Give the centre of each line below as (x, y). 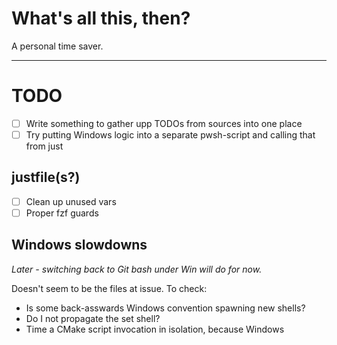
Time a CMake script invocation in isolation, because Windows (155, 329)
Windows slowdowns (79, 245)
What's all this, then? (101, 18)
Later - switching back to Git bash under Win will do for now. (137, 269)
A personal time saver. (57, 46)
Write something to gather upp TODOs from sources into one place (164, 123)
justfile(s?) (46, 177)
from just (44, 146)
